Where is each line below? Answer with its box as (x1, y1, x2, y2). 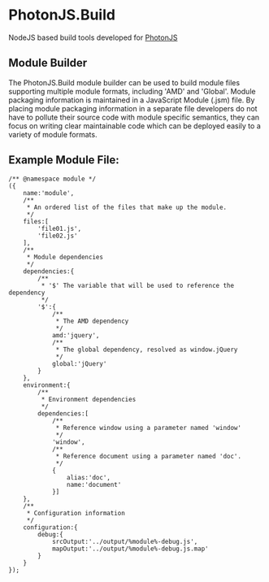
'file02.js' (37, 232, 79, 240)
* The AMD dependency (55, 317, 129, 325)
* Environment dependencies (41, 395, 137, 403)
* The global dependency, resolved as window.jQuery (55, 345, 238, 354)
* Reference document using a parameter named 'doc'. (55, 452, 242, 460)
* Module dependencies (26, 253, 104, 261)
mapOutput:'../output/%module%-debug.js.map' (51, 545, 209, 553)
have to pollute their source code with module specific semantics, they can (8, 112, 260, 122)
